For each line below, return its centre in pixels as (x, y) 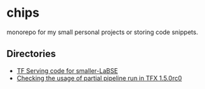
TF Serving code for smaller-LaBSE (67, 70)
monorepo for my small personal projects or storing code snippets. (102, 32)
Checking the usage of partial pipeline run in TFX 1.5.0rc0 (99, 78)
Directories (31, 54)
